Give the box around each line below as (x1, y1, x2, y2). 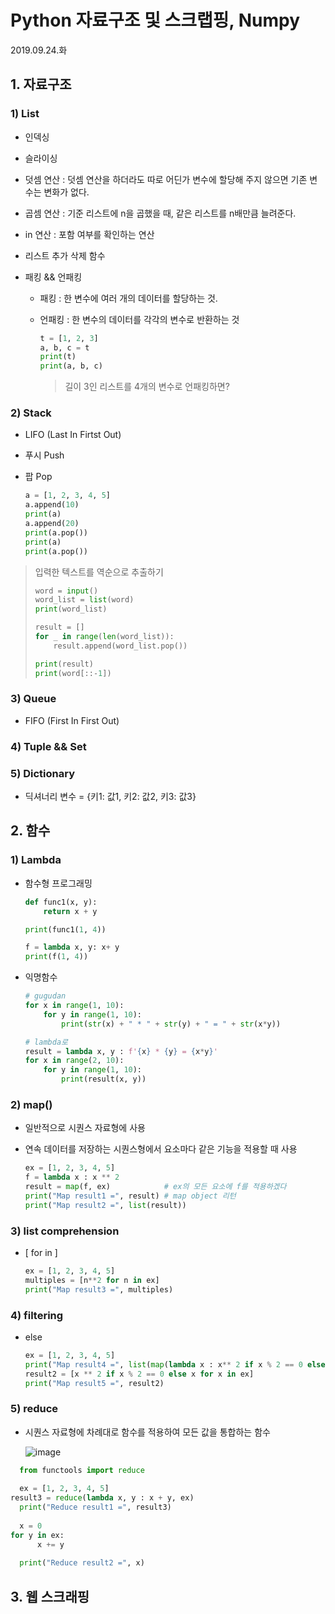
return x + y (43, 906, 98, 916)
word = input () (34, 586, 99, 596)
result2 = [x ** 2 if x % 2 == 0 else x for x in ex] (24, 1369, 255, 1379)
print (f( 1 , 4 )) (24, 952, 89, 962)
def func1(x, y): (24, 897, 98, 907)
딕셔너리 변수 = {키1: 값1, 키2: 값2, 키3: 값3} (24, 791, 197, 803)
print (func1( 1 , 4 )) (24, 924, 107, 935)
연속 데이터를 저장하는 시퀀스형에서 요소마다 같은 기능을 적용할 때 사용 (24, 1143, 298, 1155)
